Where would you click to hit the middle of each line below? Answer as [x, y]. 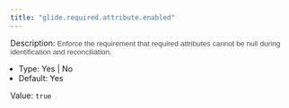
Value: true [31, 96]
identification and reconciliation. [61, 51]
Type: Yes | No [46, 69]
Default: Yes [41, 78]
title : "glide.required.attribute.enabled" [93, 17]
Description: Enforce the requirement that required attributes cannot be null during [145, 43]
